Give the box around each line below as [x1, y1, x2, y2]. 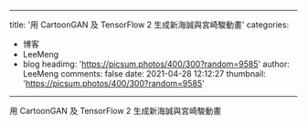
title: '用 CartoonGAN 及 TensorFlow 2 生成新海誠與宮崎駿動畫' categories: [9, 19, 290, 30]
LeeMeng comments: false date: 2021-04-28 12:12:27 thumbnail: [22, 68, 267, 78]
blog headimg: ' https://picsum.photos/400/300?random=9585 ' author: [22, 58, 290, 69]
